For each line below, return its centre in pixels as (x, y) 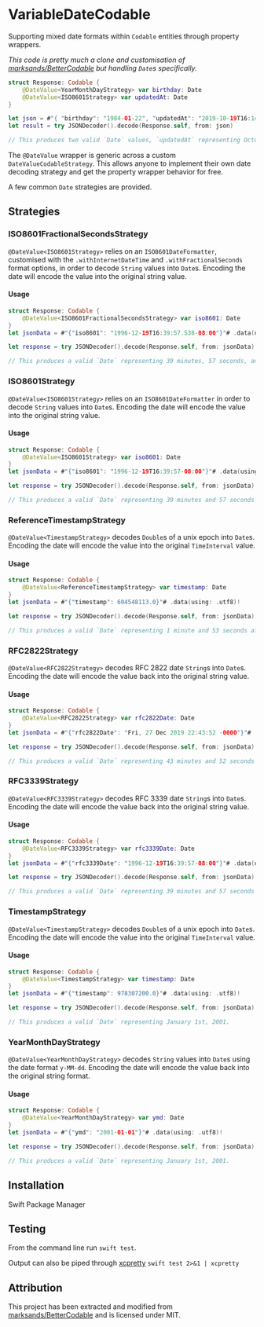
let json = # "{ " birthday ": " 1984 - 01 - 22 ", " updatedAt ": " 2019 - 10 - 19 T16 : (130, 119)
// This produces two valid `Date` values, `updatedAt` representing (125, 140)
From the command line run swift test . (72, 1248)
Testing (27, 1228)
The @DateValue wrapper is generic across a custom (92, 156)
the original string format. (49, 1076)
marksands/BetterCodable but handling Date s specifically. (103, 68)
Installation (36, 1185)
